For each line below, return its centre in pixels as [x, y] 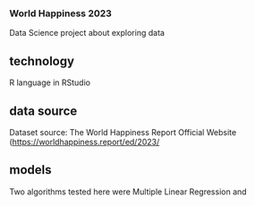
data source [43, 111]
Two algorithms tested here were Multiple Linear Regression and [128, 192]
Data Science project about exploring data [87, 33]
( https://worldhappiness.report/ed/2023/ [85, 142]
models [30, 170]
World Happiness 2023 [60, 13]
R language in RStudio [50, 82]
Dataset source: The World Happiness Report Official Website [123, 132]
